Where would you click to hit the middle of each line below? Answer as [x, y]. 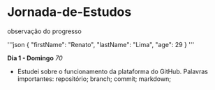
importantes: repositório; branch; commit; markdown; [94, 79]
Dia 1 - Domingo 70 [35, 58]
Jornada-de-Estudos [69, 12]
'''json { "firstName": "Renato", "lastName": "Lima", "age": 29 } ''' [101, 44]
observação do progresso [44, 31]
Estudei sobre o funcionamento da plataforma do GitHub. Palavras [112, 71]
